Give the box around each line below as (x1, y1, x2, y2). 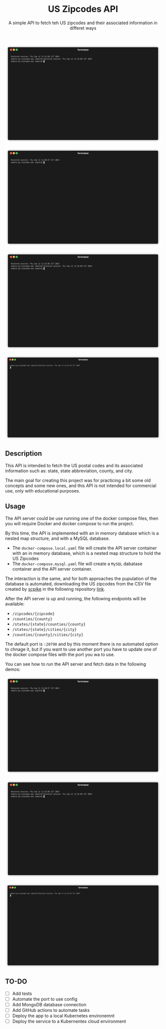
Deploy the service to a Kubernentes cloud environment (12, 1019, 126, 1025)
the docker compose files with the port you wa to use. (5, 651, 115, 658)
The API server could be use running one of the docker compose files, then (5, 515, 159, 521)
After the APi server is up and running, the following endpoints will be (5, 595, 146, 601)
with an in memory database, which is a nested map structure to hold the (12, 550, 161, 556)
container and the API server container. (12, 566, 92, 572)
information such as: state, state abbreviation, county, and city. (5, 468, 133, 474)
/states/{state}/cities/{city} (12, 627, 77, 632)
